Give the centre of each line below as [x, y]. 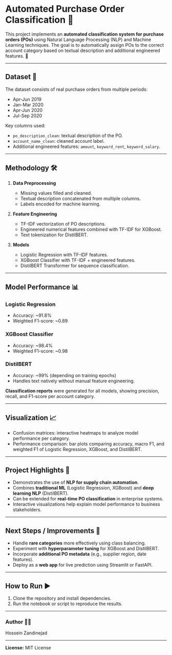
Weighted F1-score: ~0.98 [40, 351]
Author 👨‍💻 [18, 622]
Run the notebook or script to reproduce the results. [68, 604]
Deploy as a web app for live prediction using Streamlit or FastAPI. [82, 565]
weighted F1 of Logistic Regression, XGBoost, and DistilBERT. [77, 449]
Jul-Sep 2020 [27, 116]
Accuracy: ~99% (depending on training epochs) [64, 375]
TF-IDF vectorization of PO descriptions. [63, 223]
